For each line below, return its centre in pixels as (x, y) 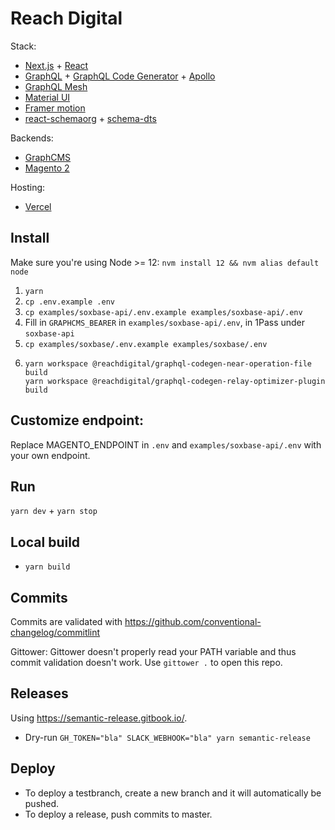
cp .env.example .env (69, 302)
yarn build (47, 567)
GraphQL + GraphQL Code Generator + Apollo (120, 76)
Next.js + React (56, 65)
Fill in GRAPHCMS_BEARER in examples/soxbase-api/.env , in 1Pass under (165, 322)
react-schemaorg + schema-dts (90, 118)
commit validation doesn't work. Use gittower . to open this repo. (146, 662)
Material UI (47, 97)
